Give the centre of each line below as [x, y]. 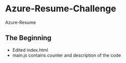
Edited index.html [30, 50]
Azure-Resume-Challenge [61, 9]
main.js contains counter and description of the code [66, 55]
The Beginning [28, 38]
